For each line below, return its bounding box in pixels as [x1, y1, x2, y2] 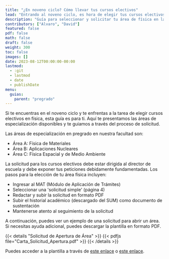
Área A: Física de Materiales [12, 141, 71, 147]
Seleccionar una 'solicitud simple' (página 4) [12, 187, 105, 193]
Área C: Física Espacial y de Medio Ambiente [12, 151, 106, 157]
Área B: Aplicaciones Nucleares [12, 146, 78, 152]
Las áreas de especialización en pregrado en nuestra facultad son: [5, 131, 143, 137]
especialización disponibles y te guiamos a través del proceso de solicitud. [5, 121, 160, 127]
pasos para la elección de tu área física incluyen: [5, 172, 107, 178]
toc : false [5, 49, 28, 54]
